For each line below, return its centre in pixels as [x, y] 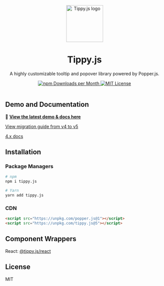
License [18, 267]
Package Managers [29, 167]
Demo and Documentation [47, 104]
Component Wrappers [41, 239]
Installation [23, 152]
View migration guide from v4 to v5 [42, 126]
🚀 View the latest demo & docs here [43, 117]
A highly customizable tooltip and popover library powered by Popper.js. [85, 74]
